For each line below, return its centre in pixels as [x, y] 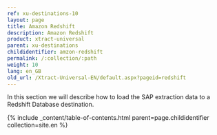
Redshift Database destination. [51, 105]
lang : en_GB [24, 71]
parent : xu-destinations [43, 45]
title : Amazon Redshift [41, 26]
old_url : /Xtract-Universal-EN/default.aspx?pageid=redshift [97, 77]
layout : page [26, 20]
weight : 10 [23, 65]
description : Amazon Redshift [51, 33]
